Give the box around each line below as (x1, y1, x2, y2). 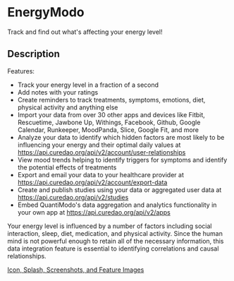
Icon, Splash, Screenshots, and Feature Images (7, 265, 144, 274)
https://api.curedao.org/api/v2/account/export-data (17, 178, 168, 186)
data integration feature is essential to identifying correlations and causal (7, 244, 219, 253)
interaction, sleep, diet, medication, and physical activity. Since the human (7, 229, 223, 237)
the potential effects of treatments (17, 163, 117, 172)
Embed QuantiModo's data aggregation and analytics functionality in (17, 201, 217, 209)
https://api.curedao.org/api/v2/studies (17, 193, 129, 201)
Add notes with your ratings (17, 88, 99, 96)
